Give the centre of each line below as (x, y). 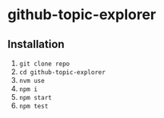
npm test (34, 106)
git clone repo (44, 64)
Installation (36, 44)
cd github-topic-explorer (62, 73)
